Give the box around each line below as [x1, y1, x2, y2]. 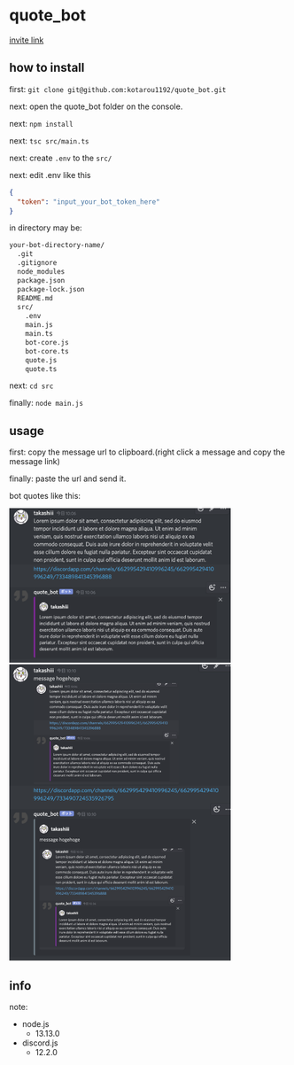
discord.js [21, 1038, 58, 1048]
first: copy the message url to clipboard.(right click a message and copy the [9, 447, 286, 457]
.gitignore [17, 259, 58, 268]
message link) [9, 456, 60, 467]
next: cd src [9, 380, 54, 391]
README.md [17, 294, 53, 303]
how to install [9, 60, 85, 75]
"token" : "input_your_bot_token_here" [17, 197, 161, 206]
